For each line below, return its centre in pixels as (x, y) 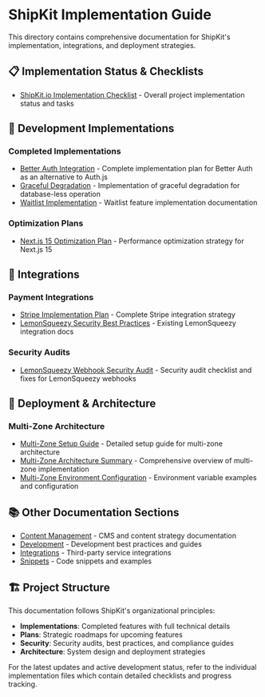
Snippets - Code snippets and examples (86, 561)
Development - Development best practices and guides (111, 544)
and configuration (49, 487)
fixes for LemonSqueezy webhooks (78, 379)
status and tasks (47, 103)
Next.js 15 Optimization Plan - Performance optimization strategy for (132, 241)
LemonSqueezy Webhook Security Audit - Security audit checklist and (136, 370)
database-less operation (60, 194)
